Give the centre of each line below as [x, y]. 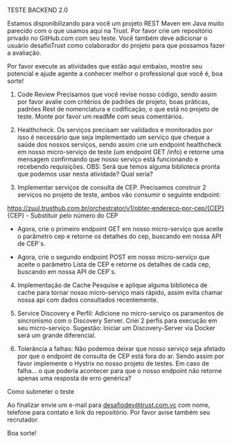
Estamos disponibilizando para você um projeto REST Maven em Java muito [116, 23]
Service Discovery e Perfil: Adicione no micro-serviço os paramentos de [120, 313]
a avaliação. [24, 53]
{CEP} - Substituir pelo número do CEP [63, 215]
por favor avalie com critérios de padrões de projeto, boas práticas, [113, 102]
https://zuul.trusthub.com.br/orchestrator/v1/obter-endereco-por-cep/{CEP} [116, 208]
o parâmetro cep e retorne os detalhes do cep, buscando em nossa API [119, 236]
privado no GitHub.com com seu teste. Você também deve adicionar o [107, 38]
